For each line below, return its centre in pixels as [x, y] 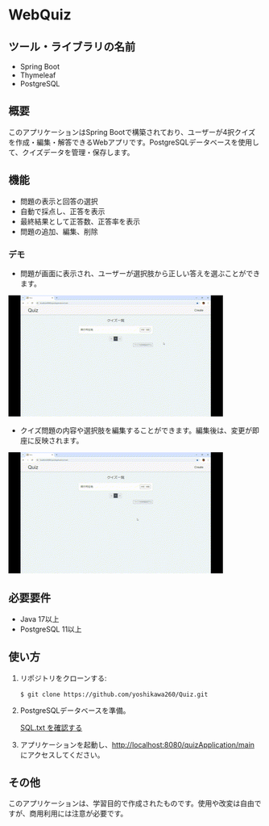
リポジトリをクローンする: [63, 678]
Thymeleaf [38, 75]
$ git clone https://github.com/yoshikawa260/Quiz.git [114, 694]
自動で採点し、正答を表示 [62, 211]
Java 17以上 [39, 618]
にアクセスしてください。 [62, 755]
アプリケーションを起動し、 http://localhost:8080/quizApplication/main [137, 744]
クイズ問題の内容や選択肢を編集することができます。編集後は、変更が [136, 430]
